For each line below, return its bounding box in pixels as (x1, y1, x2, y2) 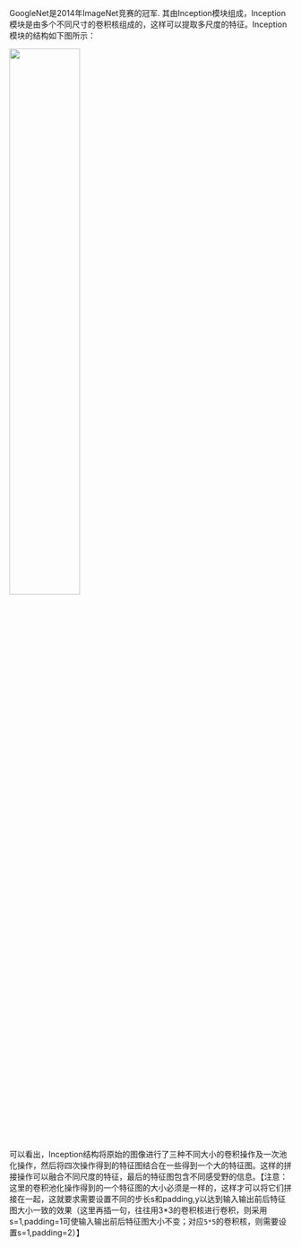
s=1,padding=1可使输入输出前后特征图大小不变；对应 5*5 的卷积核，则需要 (9, 1217, 279, 1226)
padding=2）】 (31, 1227, 85, 1238)
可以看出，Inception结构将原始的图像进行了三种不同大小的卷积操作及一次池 (9, 1149, 288, 1159)
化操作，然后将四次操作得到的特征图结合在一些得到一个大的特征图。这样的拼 (9, 1160, 292, 1171)
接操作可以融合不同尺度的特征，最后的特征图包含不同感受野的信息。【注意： (9, 1172, 288, 1182)
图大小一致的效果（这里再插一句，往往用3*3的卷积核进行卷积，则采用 (9, 1205, 268, 1216)
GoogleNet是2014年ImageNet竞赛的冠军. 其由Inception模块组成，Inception (9, 8, 287, 18)
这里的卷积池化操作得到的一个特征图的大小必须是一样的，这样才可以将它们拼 (9, 1182, 292, 1193)
